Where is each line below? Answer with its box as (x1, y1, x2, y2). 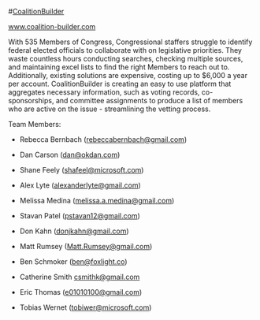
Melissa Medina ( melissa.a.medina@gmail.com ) (19, 196, 175, 205)
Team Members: (8, 120, 61, 128)
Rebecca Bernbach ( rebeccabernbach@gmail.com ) (19, 135, 188, 144)
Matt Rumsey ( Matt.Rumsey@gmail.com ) (19, 242, 153, 251)
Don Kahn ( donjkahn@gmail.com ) (19, 226, 129, 236)
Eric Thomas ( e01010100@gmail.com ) (19, 288, 143, 296)
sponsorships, (8, 96, 54, 105)
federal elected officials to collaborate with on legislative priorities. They (8, 46, 243, 54)
